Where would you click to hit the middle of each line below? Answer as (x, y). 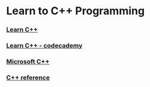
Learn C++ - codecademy (44, 46)
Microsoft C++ (28, 61)
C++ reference (28, 77)
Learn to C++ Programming (76, 11)
